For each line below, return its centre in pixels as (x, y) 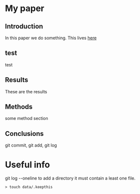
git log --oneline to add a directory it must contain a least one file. (70, 178)
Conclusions (24, 134)
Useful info (28, 165)
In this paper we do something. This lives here (51, 38)
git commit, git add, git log (31, 145)
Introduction (24, 26)
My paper (25, 8)
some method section (27, 119)
